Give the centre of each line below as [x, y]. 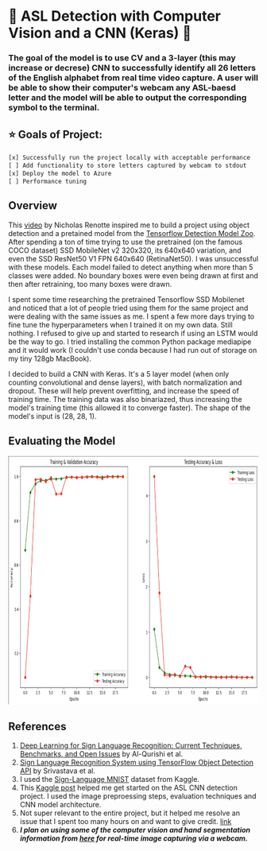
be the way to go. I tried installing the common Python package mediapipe [130, 342]
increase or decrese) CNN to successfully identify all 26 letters [132, 68]
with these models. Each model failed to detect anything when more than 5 [131, 267]
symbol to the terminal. [54, 108]
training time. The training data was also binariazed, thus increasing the [125, 399]
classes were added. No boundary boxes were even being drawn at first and [133, 275]
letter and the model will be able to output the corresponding [128, 98]
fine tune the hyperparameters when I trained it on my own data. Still [120, 324]
